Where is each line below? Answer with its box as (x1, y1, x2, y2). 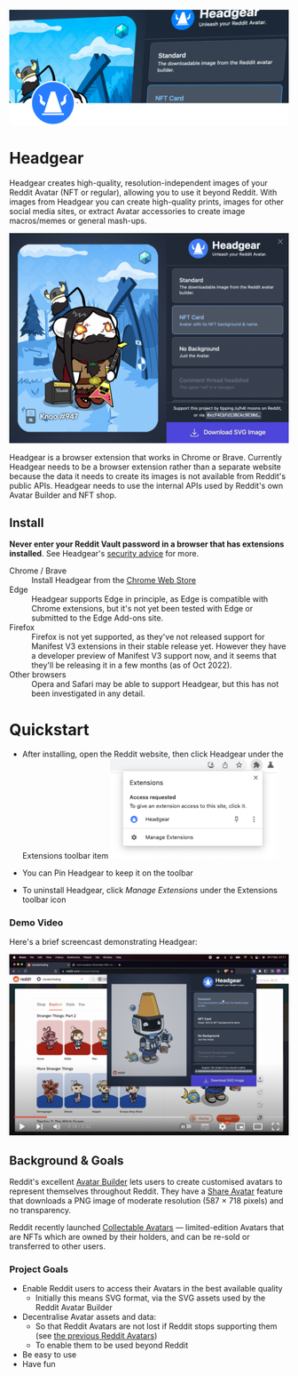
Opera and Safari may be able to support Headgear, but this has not (31, 679, 279, 690)
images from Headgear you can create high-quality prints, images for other (9, 196, 284, 207)
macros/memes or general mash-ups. (9, 215, 147, 226)
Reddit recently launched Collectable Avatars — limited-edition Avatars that (9, 1221, 285, 1232)
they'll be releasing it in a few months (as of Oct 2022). (31, 660, 232, 671)
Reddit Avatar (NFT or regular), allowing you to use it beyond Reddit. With (9, 187, 278, 197)
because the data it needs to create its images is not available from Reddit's (9, 470, 286, 481)
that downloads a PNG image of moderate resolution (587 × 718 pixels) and (9, 1195, 284, 1205)
